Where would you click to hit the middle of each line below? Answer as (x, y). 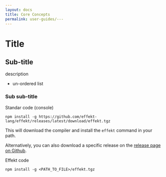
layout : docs (19, 10)
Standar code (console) (29, 107)
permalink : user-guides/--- (34, 19)
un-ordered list (28, 84)
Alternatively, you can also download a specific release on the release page (83, 145)
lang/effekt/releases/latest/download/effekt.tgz (58, 121)
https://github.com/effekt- (68, 117)
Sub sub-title (21, 97)
